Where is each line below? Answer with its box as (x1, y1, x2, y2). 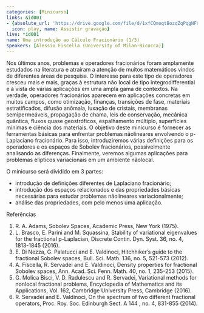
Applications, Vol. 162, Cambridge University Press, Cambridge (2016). (15, 286, 192, 294)
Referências (6, 210, 36, 218)
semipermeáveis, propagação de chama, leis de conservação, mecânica (6, 110, 188, 118)
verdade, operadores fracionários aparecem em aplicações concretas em (6, 92, 191, 99)
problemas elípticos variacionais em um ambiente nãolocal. (6, 156, 155, 163)
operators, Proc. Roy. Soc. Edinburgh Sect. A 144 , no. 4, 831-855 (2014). (15, 300, 198, 307)
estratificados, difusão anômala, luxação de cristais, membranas (6, 104, 168, 112)
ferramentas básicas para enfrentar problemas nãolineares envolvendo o (6, 130, 189, 137)
